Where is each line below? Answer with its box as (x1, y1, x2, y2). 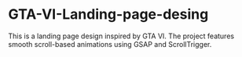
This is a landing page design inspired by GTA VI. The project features (8, 31, 234, 41)
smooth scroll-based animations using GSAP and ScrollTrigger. (8, 39, 212, 48)
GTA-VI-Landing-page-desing (8, 5, 209, 23)
